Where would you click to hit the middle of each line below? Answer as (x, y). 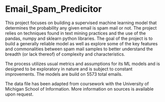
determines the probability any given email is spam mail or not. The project (81, 28)
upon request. (19, 94)
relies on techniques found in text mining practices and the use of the (76, 33)
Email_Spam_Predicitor (53, 9)
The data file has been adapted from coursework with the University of (77, 84)
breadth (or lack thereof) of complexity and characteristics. (65, 54)
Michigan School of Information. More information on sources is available (79, 89)
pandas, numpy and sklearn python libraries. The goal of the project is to (79, 38)
